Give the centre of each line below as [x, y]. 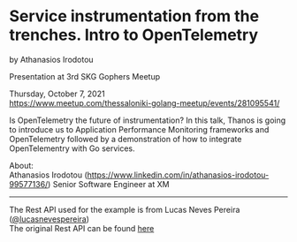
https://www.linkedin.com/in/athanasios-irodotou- [178, 175]
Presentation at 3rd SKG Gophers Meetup [85, 76]
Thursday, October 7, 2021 [57, 94]
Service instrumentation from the [134, 16]
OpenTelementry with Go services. [72, 148]
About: [21, 165]
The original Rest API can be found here [82, 228]
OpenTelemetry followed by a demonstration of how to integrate [126, 139]
